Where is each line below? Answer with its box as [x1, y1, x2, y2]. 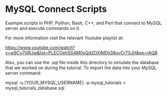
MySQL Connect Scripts [5, 3, 107, 15]
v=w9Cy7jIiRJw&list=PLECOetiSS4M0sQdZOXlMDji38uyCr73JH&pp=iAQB [5, 50, 158, 56]
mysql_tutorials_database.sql [5, 85, 65, 91]
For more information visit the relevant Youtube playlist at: [5, 35, 124, 41]
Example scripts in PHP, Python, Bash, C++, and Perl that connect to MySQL [5, 20, 162, 26]
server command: [5, 70, 41, 76]
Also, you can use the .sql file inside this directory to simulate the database [5, 59, 160, 65]
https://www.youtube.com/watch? [5, 44, 75, 50]
